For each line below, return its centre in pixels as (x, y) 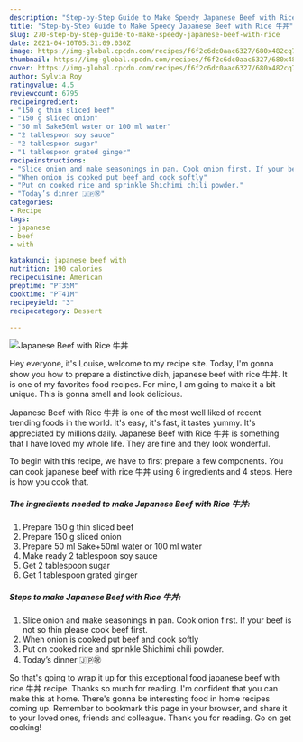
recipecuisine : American (56, 278)
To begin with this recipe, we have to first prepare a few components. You (147, 461)
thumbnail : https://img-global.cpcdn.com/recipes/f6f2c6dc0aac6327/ (141, 60)
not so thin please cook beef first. (85, 630)
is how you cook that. (49, 482)
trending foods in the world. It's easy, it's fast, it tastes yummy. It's (133, 423)
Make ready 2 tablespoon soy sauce (90, 556)
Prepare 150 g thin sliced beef (78, 527)
